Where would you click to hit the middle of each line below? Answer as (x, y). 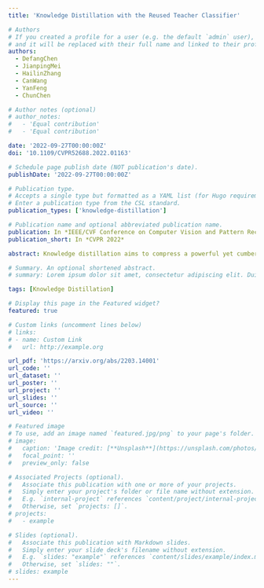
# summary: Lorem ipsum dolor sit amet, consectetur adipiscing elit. (126, 275)
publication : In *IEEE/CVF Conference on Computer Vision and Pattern (126, 232)
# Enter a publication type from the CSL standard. (94, 204)
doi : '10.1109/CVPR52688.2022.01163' (70, 153)
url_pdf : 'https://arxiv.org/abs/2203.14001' (84, 361)
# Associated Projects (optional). (66, 477)
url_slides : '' (33, 398)
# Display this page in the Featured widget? (84, 303)
